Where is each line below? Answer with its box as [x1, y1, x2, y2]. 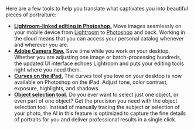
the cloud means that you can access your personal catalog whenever [13, 35, 184, 42]
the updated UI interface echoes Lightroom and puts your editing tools [13, 60, 184, 67]
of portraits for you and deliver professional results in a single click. [13, 116, 177, 123]
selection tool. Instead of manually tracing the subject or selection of [13, 104, 180, 110]
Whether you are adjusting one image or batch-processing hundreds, [13, 54, 182, 60]
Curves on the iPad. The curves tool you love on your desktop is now [13, 73, 182, 79]
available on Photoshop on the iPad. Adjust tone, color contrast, [13, 79, 168, 86]
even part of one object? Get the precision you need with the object [13, 97, 178, 104]
